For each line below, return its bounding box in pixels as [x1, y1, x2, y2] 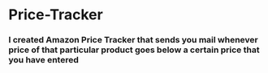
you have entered [8, 55, 80, 66]
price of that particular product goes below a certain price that [8, 44, 260, 55]
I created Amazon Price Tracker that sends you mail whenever [8, 34, 258, 46]
